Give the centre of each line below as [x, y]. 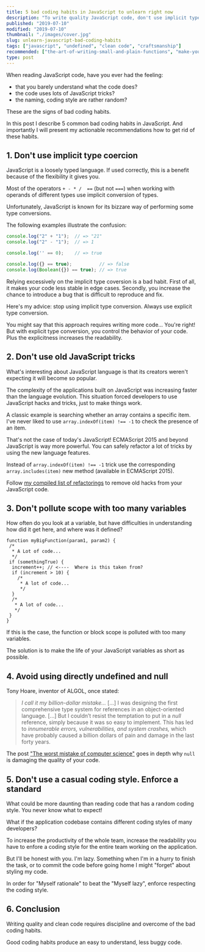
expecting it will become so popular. [52, 378]
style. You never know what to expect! [54, 810]
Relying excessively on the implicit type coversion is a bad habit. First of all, [101, 281]
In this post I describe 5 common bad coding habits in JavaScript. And [95, 123]
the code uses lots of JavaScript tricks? [65, 93]
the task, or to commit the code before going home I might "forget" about [98, 865]
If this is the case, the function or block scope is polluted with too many [96, 632]
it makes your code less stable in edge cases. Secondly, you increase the [99, 288]
